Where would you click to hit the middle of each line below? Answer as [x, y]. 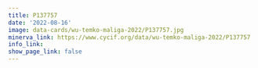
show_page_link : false [45, 52]
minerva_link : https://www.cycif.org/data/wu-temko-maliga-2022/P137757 [129, 37]
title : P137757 [33, 15]
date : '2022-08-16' [40, 23]
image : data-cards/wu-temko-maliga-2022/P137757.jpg [96, 30]
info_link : [26, 45]
